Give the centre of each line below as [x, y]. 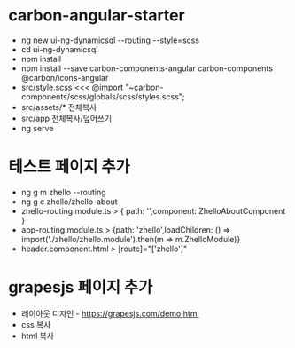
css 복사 [36, 324]
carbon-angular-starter [97, 16]
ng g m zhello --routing [64, 192]
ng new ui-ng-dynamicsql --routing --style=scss [110, 40]
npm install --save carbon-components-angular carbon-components [147, 68]
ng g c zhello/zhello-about [69, 202]
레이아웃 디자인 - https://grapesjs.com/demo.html [110, 313]
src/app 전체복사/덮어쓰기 [66, 118]
